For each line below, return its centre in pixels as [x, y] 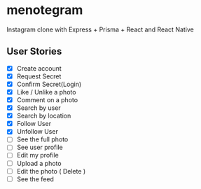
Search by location [44, 116]
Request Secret [39, 76]
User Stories [34, 51]
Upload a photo [39, 163]
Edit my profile [37, 155]
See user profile [40, 147]
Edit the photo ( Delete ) [51, 171]
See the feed [35, 179]
